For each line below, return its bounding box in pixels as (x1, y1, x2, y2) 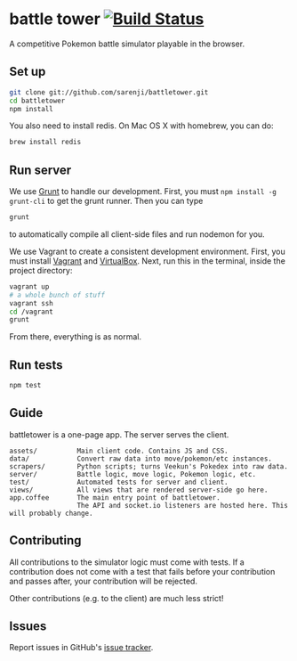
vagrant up (9, 282, 50, 291)
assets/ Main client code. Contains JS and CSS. (9, 446, 229, 455)
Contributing (9, 533, 82, 548)
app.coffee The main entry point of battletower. (9, 493, 221, 502)
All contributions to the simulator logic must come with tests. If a (9, 557, 245, 567)
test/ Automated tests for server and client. (9, 477, 229, 486)
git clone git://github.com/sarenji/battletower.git (9, 87, 209, 97)
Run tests (9, 357, 63, 372)
